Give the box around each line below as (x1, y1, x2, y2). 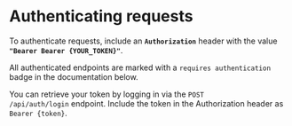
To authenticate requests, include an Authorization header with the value (9, 35, 278, 46)
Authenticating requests (9, 6, 193, 27)
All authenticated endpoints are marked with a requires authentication (9, 62, 272, 73)
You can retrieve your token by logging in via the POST (9, 89, 204, 99)
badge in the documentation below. (9, 71, 139, 82)
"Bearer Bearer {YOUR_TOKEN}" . (9, 44, 123, 55)
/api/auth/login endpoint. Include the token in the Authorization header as (9, 98, 284, 108)
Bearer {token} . (9, 107, 68, 118)
